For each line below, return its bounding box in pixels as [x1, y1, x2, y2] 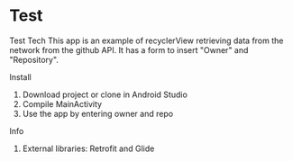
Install [9, 71, 32, 82]
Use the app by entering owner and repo [22, 108, 174, 119]
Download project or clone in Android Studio [22, 89, 188, 100]
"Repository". [9, 54, 59, 65]
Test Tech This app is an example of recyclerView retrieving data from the [9, 35, 284, 46]
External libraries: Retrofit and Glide [22, 143, 155, 154]
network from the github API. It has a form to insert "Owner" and [9, 44, 249, 55]
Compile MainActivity [22, 98, 102, 109]
